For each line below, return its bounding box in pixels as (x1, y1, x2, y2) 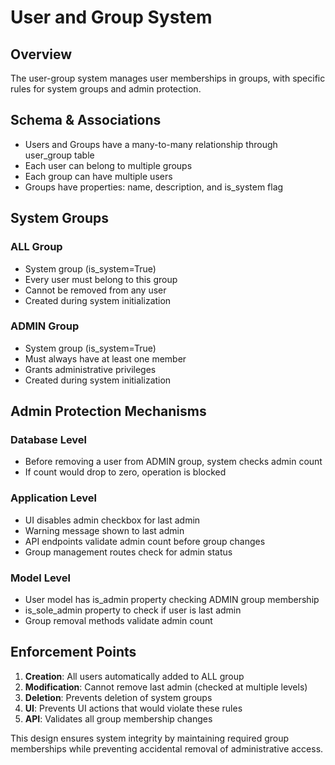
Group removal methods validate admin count (24, 615, 213, 627)
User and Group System (10, 6, 213, 29)
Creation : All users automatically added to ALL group (24, 670, 245, 682)
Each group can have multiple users (24, 170, 173, 182)
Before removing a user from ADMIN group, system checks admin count (24, 456, 323, 468)
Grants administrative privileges (24, 363, 157, 375)
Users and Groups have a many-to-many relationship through (24, 138, 278, 150)
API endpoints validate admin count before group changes (24, 535, 266, 547)
